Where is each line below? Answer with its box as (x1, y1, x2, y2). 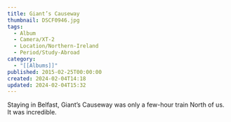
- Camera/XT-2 (13, 36, 55, 43)
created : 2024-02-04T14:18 (7, 75, 86, 82)
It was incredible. (7, 108, 58, 116)
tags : (7, 23, 23, 30)
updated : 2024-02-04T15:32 (7, 82, 86, 89)
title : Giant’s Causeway (7, 10, 80, 17)
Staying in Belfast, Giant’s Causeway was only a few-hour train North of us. (7, 100, 225, 109)
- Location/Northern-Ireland (13, 43, 99, 49)
